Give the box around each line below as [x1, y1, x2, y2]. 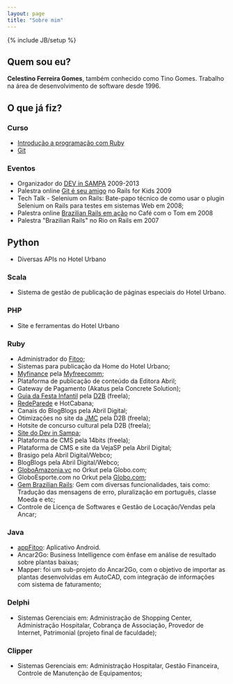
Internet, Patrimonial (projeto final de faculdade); [17, 628, 157, 637]
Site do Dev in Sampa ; [17, 429, 81, 437]
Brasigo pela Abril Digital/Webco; [17, 451, 113, 459]
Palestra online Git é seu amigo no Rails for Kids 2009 [17, 187, 172, 195]
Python [7, 236, 40, 248]
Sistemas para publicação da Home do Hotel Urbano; [17, 362, 170, 370]
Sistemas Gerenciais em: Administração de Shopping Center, [17, 614, 193, 622]
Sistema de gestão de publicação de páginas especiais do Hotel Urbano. [17, 288, 226, 297]
